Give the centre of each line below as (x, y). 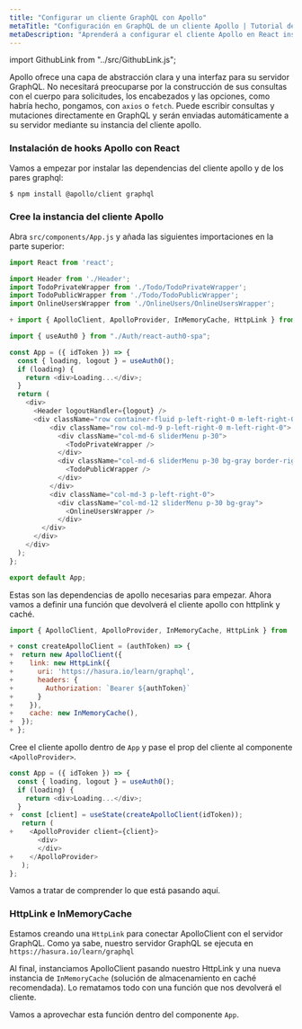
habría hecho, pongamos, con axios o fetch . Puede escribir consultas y (142, 106)
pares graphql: (36, 177)
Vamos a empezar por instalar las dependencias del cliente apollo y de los (147, 168)
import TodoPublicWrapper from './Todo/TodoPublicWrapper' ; (124, 296)
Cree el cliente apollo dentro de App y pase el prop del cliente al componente (151, 748)
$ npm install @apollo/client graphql (82, 194)
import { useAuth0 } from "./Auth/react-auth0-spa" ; (110, 337)
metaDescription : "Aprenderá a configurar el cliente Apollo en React (144, 34)
